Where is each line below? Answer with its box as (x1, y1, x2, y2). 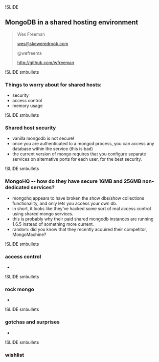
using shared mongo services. (12, 211, 73, 216)
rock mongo (5, 286, 34, 293)
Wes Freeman (17, 31, 45, 37)
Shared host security (5, 125, 56, 131)
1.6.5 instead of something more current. (12, 221, 94, 227)
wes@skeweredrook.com (17, 41, 68, 46)
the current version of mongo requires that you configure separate (12, 151, 146, 157)
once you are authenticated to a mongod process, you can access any (12, 141, 155, 147)
